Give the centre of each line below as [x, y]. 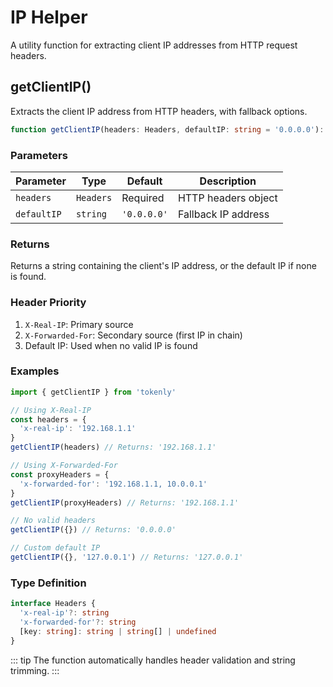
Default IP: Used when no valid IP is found [111, 345]
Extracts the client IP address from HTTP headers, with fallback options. [159, 111]
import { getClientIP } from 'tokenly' [93, 392]
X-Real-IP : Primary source [79, 324]
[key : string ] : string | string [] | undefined [118, 631]
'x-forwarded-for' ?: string [78, 622]
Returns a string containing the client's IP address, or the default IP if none [163, 266]
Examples [35, 371]
